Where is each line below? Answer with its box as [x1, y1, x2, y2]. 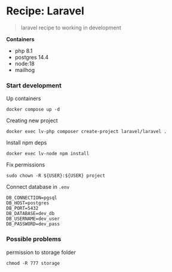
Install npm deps [6, 139, 47, 146]
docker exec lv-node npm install [6, 151, 90, 157]
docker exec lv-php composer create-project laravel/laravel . [6, 129, 167, 135]
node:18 [14, 60, 35, 67]
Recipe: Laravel [6, 4, 85, 18]
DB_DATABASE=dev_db [6, 211, 55, 217]
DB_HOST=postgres [6, 200, 50, 206]
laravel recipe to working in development [20, 24, 121, 31]
